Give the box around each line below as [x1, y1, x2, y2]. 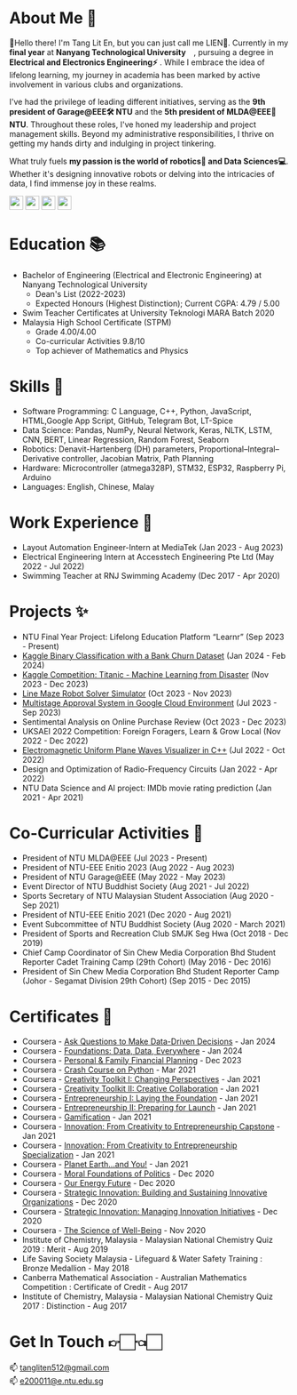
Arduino [21, 471, 51, 483]
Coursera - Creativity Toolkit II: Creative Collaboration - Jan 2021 [21, 1083, 260, 1094]
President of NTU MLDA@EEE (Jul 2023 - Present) [21, 853, 208, 863]
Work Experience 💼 [9, 513, 153, 533]
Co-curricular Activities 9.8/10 [35, 335, 145, 346]
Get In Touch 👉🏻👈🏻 [9, 1331, 162, 1351]
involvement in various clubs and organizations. [9, 79, 184, 90]
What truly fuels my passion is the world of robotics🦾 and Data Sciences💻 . [9, 156, 289, 166]
